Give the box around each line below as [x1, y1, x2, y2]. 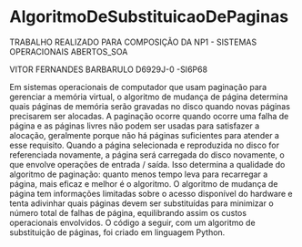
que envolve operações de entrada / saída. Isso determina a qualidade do [9, 159, 286, 170]
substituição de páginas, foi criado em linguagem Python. [9, 226, 226, 238]
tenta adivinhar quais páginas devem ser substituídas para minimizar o [9, 198, 275, 209]
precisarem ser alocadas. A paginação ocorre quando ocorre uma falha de [9, 110, 289, 121]
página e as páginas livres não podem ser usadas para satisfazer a [9, 120, 260, 131]
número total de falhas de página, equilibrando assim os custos [9, 207, 247, 218]
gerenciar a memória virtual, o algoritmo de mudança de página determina [9, 91, 288, 102]
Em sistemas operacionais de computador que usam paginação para [9, 81, 267, 92]
